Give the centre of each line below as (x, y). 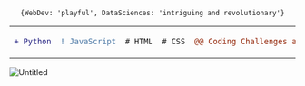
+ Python (33, 41)
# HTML (139, 41)
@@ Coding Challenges (241, 41)
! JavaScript (88, 41)
